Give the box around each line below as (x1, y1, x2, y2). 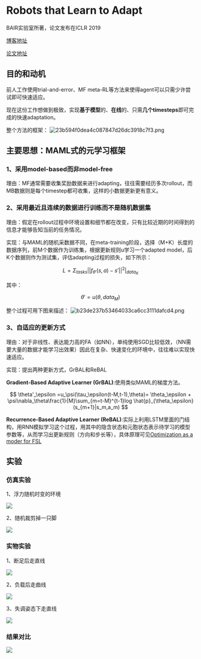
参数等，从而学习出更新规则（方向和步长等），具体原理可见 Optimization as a (6, 431, 193, 438)
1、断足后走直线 (6, 557, 45, 564)
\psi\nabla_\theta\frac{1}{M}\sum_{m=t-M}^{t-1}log (7, 397, 133, 404)
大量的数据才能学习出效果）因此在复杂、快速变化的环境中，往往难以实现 (11, 346, 190, 353)
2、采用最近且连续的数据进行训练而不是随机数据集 (6, 204, 151, 212)
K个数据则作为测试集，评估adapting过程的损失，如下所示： (6, 253, 153, 261)
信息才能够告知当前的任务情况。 (6, 226, 85, 233)
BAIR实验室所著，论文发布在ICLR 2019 (6, 24, 101, 31)
